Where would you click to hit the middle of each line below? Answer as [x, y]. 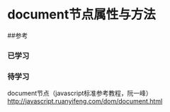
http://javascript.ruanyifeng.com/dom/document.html [85, 101]
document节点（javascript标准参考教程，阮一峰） [80, 94]
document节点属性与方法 [81, 15]
